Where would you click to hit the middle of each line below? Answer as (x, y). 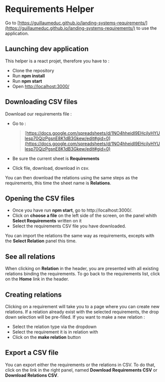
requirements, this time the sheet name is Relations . (58, 183)
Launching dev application (47, 49)
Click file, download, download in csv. (51, 168)
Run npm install (29, 76)
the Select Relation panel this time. (41, 241)
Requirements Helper (50, 9)
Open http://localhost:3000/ (41, 86)
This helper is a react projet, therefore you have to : (57, 61)
